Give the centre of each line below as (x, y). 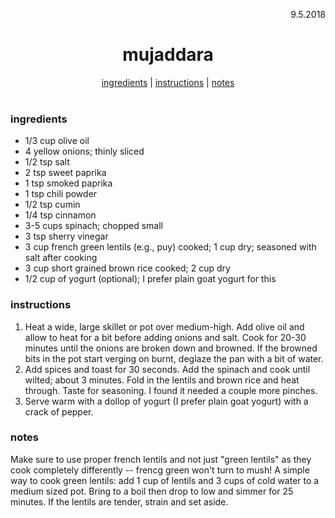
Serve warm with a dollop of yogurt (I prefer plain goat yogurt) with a (166, 401)
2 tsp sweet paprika (65, 173)
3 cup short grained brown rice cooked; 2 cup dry (127, 268)
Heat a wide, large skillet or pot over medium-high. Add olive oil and (164, 326)
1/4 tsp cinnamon (60, 215)
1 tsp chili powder (61, 194)
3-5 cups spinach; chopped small (94, 226)
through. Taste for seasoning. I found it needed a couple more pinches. (171, 390)
